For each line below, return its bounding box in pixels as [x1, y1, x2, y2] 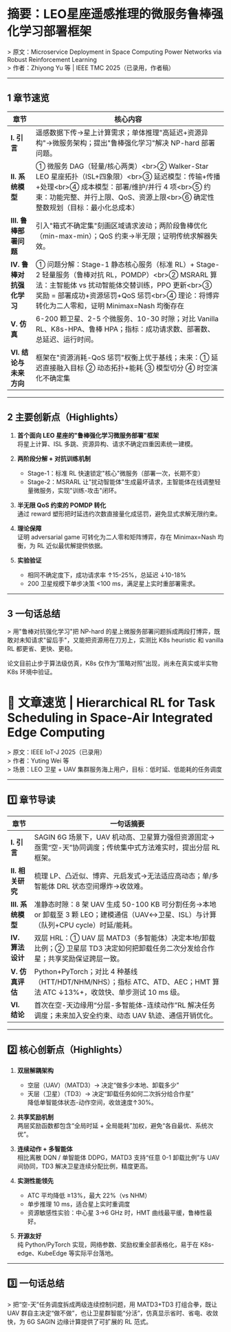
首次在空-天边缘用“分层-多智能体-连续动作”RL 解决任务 [34, 1000, 215, 1010]
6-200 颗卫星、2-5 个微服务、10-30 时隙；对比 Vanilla [35, 314, 219, 323]
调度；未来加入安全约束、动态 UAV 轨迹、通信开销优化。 [34, 1011, 218, 1020]
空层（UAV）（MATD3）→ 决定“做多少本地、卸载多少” [27, 1080, 179, 1089]
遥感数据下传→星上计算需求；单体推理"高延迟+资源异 [35, 128, 208, 137]
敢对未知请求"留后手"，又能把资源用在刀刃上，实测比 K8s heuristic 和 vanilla [7, 636, 224, 645]
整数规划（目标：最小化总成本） [35, 203, 140, 212]
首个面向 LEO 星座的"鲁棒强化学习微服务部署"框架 [16, 431, 159, 439]
